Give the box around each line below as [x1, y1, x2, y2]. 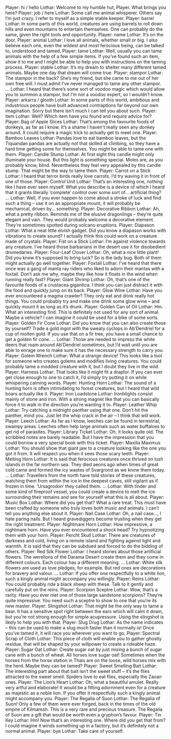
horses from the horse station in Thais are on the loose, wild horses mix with [5, 658, 166, 663]
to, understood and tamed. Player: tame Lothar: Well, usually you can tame [5, 48, 162, 54]
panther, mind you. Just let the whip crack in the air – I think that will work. [5, 412, 161, 418]
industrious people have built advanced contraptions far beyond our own [5, 102, 159, 108]
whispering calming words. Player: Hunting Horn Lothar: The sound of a [5, 380, 157, 386]
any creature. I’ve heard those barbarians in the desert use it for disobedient [5, 244, 166, 250]
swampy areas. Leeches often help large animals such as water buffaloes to [5, 424, 165, 429]
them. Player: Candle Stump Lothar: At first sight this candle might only [5, 151, 155, 157]
